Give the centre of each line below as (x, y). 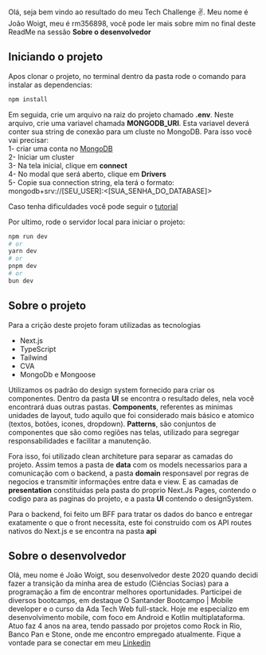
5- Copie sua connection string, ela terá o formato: (92, 182)
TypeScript (38, 349)
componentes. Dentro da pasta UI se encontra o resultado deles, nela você (131, 398)
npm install (28, 99)
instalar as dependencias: (51, 85)
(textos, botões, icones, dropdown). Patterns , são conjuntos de (112, 424)
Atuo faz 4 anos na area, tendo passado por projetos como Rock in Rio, (125, 626)
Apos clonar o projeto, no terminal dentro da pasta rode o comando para (127, 76)
